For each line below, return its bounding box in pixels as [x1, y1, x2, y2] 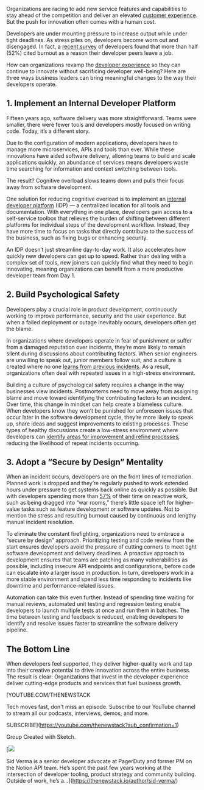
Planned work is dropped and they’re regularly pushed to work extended [6, 480, 189, 487]
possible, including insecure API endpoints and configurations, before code [6, 563, 195, 570]
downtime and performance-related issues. [6, 582, 115, 589]
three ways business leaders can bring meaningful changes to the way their [6, 74, 197, 81]
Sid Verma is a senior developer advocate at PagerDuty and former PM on [6, 758, 192, 765]
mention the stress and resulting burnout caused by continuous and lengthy [6, 512, 197, 519]
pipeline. [6, 626, 28, 633]
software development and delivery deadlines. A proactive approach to [6, 550, 185, 557]
